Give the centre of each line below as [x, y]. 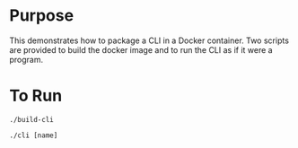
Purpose [42, 16]
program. [26, 59]
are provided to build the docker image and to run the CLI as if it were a [141, 49]
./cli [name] [34, 135]
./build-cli [31, 119]
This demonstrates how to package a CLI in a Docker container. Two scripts [149, 40]
